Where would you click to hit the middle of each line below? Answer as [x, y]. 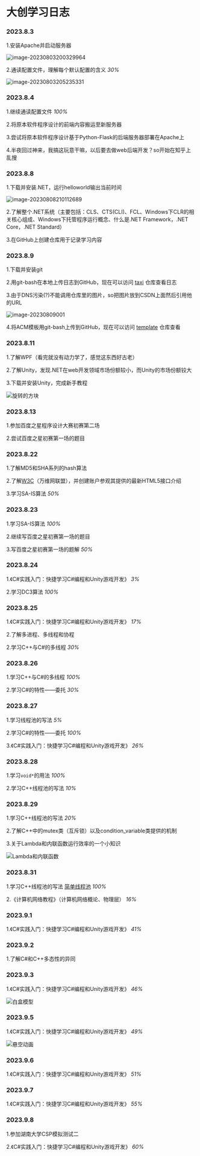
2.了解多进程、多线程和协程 [40, 635]
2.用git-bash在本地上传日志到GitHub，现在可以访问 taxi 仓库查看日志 [92, 282]
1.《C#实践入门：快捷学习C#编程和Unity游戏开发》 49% [75, 1031]
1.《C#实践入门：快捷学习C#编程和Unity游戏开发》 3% [73, 579]
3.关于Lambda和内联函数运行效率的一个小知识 [64, 844]
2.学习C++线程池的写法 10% [41, 788]
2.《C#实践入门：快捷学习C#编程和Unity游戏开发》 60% [75, 1146]
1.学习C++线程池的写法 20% [41, 818]
